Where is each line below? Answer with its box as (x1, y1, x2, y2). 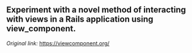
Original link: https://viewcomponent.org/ (6, 39, 110, 47)
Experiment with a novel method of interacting (6, 5, 186, 15)
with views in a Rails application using (6, 14, 154, 25)
